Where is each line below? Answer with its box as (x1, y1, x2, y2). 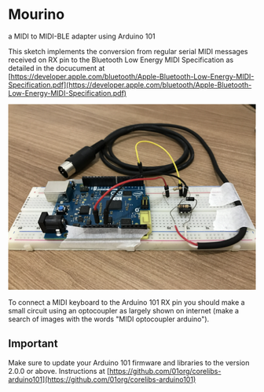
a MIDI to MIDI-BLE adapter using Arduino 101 (8, 31, 156, 41)
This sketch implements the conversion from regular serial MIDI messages (8, 46, 248, 56)
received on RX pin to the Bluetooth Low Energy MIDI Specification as (8, 55, 234, 64)
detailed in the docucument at (8, 63, 105, 72)
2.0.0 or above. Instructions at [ (8, 366, 110, 376)
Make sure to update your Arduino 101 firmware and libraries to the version (8, 357, 250, 367)
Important (8, 337, 58, 350)
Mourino (8, 5, 65, 24)
